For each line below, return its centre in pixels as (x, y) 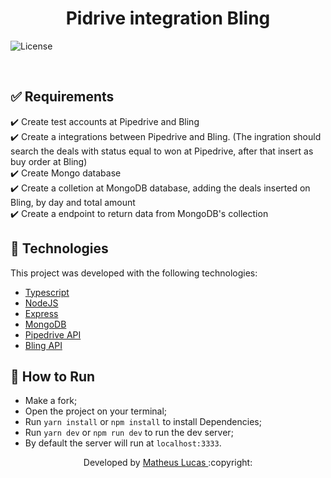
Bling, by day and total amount (73, 202)
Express (41, 313)
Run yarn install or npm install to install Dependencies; (143, 422)
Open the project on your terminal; (96, 411)
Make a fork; (51, 401)
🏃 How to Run (53, 376)
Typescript (47, 292)
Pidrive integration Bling (168, 18)
